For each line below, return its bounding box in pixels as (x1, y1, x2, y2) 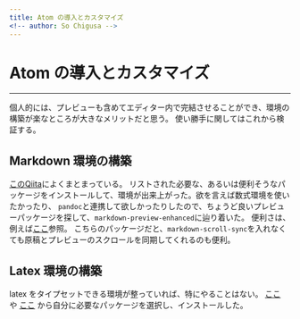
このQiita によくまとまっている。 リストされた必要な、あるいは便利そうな (9, 179, 279, 189)
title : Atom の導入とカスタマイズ (9, 13, 124, 22)
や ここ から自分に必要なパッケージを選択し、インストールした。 (9, 300, 248, 311)
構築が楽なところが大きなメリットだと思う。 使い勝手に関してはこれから (9, 113, 277, 124)
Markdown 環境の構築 (9, 153, 132, 168)
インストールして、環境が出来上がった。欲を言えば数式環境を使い (47, 189, 290, 201)
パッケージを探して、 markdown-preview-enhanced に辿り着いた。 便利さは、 (16, 212, 291, 223)
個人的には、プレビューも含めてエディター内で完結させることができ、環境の (9, 102, 290, 113)
